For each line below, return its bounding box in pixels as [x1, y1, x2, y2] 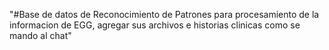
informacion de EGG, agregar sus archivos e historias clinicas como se [9, 19, 301, 31]
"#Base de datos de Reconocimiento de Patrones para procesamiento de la [9, 9, 320, 20]
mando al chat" [9, 30, 72, 41]
